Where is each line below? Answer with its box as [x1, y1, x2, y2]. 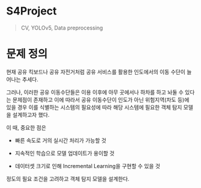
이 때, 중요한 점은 [6, 124, 47, 131]
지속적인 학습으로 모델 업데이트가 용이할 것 [14, 149, 115, 157]
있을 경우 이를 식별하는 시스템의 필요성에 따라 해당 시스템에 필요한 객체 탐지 [6, 104, 182, 111]
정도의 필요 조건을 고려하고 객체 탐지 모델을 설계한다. [6, 175, 130, 182]
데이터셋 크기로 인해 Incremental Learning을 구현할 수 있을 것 [14, 162, 161, 169]
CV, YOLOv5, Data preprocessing [20, 24, 103, 31]
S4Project [6, 4, 57, 18]
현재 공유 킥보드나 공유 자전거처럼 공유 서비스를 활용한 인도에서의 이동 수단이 [6, 68, 186, 75]
